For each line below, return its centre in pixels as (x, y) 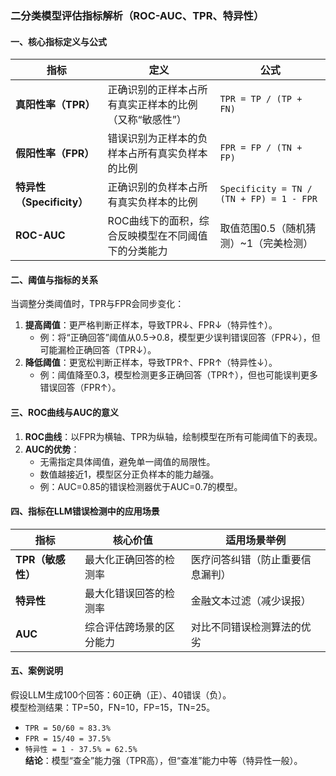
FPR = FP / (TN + (261, 148)
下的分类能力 (137, 251)
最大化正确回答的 (124, 559)
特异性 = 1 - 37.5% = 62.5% (81, 749)
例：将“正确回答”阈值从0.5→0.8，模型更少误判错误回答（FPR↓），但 (180, 338)
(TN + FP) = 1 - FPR (268, 199)
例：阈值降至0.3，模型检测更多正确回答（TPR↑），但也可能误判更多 (179, 375)
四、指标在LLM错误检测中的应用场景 (85, 511)
